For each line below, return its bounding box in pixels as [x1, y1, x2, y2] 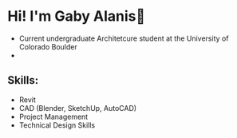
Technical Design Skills [18, 120, 96, 130]
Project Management [18, 112, 89, 121]
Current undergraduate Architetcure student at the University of [18, 34, 229, 43]
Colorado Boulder [18, 41, 77, 51]
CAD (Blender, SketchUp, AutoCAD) [18, 103, 137, 112]
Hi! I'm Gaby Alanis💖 [7, 7, 145, 26]
